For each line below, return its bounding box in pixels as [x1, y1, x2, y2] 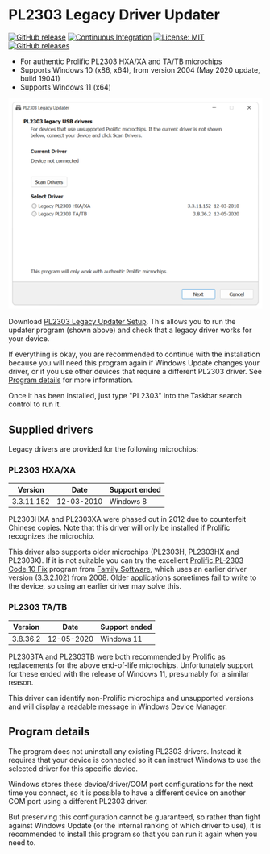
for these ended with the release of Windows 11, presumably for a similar [8, 669, 250, 679]
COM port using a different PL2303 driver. [8, 796, 148, 806]
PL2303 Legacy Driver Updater [8, 6, 220, 24]
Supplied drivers [8, 423, 94, 436]
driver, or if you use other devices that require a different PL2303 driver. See [8, 367, 262, 377]
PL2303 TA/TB [8, 602, 68, 613]
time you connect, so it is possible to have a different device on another [8, 788, 246, 798]
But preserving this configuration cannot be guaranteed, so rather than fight [8, 812, 260, 822]
